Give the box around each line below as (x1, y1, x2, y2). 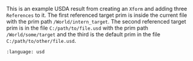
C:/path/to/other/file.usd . (6, 37, 77, 44)
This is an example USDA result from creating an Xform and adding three (6, 5, 188, 12)
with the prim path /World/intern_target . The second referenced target (6, 18, 186, 25)
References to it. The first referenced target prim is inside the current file (6, 11, 188, 19)
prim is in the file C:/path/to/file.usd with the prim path (6, 24, 149, 31)
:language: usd (6, 49, 45, 55)
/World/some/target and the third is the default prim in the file (6, 31, 161, 38)
